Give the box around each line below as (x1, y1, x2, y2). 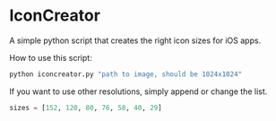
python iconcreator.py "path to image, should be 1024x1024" (9, 69, 243, 79)
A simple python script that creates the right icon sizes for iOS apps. (9, 35, 262, 46)
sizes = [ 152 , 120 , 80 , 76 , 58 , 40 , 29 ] (9, 103, 163, 112)
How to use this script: (9, 52, 92, 63)
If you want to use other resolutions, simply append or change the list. (9, 86, 268, 97)
